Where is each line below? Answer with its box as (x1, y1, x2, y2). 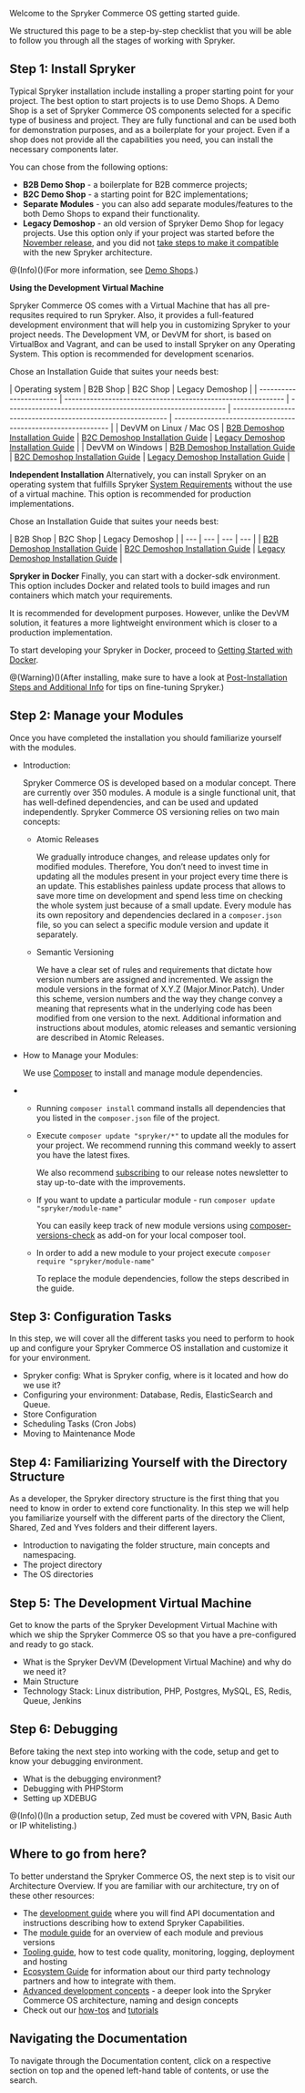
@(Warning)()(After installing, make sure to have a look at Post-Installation (9, 672, 289, 683)
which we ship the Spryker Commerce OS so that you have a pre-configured (9, 1629, 297, 1640)
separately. (36, 929, 79, 940)
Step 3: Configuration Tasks (9, 1309, 172, 1325)
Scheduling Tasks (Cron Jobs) (22, 1418, 137, 1429)
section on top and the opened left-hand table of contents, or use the (9, 2065, 269, 2076)
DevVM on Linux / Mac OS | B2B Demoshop (119, 422, 285, 433)
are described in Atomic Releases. (36, 1032, 165, 1043)
